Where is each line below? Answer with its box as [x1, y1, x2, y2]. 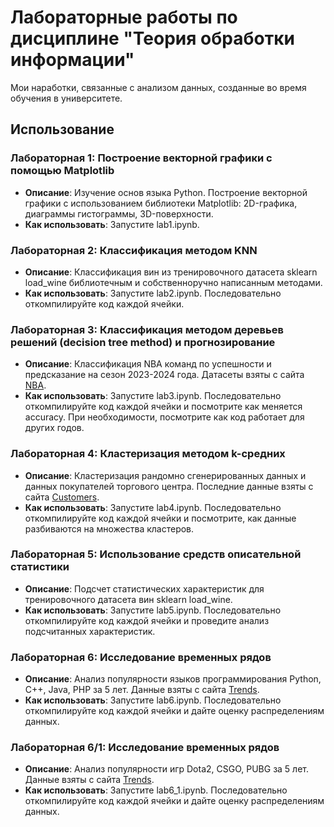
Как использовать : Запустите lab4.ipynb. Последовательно [24, 501, 282, 513]
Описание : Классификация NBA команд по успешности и [24, 358, 272, 370]
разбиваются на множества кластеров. [24, 522, 195, 535]
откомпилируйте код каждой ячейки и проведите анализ [24, 614, 270, 626]
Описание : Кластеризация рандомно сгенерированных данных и [24, 469, 307, 481]
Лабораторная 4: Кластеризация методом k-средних [10, 447, 286, 461]
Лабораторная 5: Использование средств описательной [10, 547, 302, 561]
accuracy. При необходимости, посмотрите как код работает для [24, 411, 305, 423]
